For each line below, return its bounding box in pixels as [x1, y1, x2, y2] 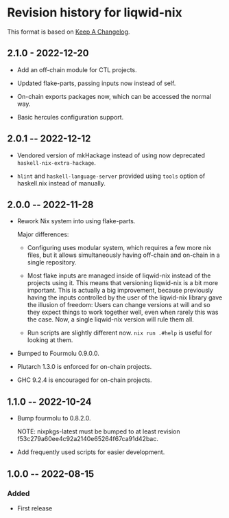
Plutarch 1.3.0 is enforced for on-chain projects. [16, 363, 152, 371]
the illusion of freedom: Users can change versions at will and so [27, 301, 210, 309]
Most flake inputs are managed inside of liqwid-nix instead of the [27, 271, 211, 280]
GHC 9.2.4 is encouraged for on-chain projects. [16, 376, 152, 384]
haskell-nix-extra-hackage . [16, 158, 96, 166]
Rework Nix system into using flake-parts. [16, 217, 136, 225]
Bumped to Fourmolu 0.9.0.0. [16, 349, 99, 358]
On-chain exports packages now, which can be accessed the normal [16, 92, 211, 100]
